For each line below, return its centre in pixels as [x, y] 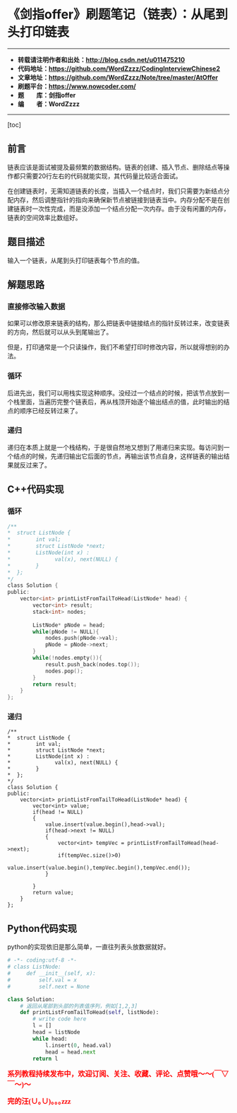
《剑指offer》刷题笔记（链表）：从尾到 [117, 14]
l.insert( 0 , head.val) [78, 1045]
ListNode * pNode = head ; [69, 625]
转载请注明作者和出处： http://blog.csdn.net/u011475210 [101, 59]
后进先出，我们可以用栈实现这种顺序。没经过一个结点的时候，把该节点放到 [115, 392]
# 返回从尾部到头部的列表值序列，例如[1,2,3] [79, 1006]
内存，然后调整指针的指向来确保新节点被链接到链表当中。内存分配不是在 [118, 199]
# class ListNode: [34, 967]
